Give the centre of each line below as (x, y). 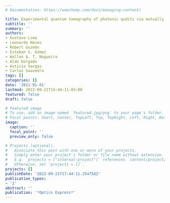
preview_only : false (31, 136)
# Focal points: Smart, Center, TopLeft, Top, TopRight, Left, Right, (81, 118)
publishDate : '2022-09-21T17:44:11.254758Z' (53, 174)
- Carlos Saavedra (25, 71)
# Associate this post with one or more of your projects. (71, 150)
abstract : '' (19, 188)
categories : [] (21, 80)
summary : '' (18, 28)
